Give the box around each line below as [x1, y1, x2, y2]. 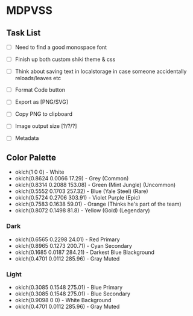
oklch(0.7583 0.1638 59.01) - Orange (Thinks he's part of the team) [14, 200, 182, 208]
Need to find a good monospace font [14, 43, 107, 51]
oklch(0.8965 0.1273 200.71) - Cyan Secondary [14, 242, 133, 249]
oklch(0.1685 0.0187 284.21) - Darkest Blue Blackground [14, 248, 155, 256]
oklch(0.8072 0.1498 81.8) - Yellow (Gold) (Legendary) [14, 207, 150, 214]
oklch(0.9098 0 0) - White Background [14, 296, 112, 303]
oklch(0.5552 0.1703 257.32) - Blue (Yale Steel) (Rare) [14, 188, 149, 195]
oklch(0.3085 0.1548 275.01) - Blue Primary [14, 283, 123, 291]
